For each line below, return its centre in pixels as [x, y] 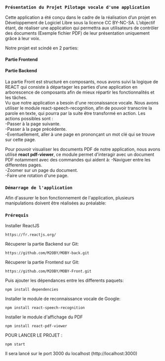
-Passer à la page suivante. [33, 124]
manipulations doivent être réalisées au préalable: [56, 203]
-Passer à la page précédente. [36, 129]
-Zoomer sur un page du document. [41, 170]
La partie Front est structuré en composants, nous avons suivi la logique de [82, 82]
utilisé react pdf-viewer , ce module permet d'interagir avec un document [80, 155]
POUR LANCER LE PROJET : [34, 335]
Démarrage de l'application [39, 188]
